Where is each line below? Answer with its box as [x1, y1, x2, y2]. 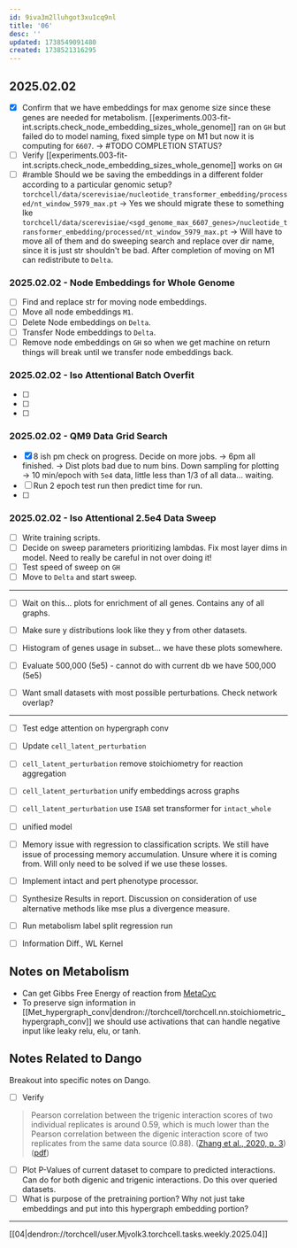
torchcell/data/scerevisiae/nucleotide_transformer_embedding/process [21, 190, 288, 199]
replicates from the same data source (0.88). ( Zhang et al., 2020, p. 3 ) [30, 1137, 286, 1148]
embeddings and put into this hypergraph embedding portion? [21, 1203, 249, 1213]
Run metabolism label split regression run [21, 920, 173, 931]
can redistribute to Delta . [21, 254, 113, 266]
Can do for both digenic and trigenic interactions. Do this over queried [21, 1174, 278, 1185]
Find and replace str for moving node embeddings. [21, 297, 208, 307]
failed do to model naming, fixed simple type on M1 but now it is [21, 131, 255, 142]
